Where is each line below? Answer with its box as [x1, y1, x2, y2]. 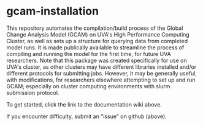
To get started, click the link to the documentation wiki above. [6, 100, 163, 108]
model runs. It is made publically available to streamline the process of [6, 44, 185, 51]
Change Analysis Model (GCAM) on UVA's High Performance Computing [6, 30, 190, 38]
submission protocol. [6, 89, 59, 96]
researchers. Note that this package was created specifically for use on [6, 57, 187, 64]
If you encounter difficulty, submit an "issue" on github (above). [6, 113, 167, 120]
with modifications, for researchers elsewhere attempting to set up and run [6, 76, 196, 83]
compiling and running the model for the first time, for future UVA [6, 50, 171, 57]
